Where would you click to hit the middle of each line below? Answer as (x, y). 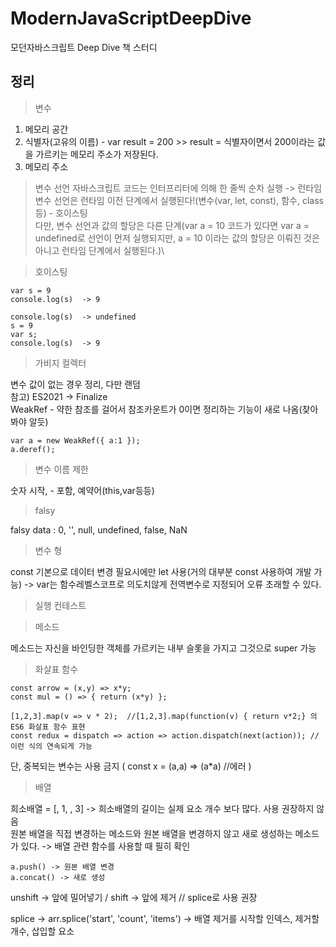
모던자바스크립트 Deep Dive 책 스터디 (84, 47)
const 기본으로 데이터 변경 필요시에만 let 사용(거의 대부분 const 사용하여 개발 (161, 571)
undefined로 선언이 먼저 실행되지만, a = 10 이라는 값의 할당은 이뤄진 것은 (177, 238)
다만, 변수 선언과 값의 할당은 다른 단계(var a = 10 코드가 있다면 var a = (172, 225)
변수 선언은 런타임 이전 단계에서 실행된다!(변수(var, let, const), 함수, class (179, 200)
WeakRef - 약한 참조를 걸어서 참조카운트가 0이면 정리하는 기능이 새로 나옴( (156, 409)
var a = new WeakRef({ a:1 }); (75, 440)
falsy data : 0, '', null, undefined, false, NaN (99, 529)
